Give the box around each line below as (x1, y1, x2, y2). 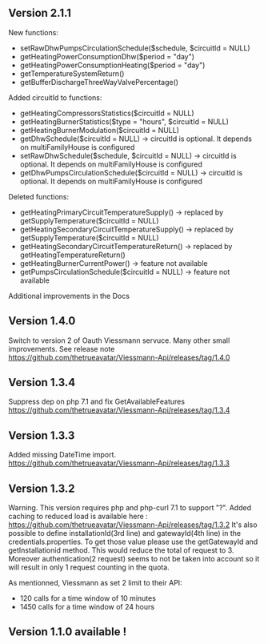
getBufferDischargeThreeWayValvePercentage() (19, 77, 178, 87)
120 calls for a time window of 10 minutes (19, 594, 156, 603)
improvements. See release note (8, 344, 115, 353)
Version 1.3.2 (8, 481, 75, 495)
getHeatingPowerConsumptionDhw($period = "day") (19, 51, 194, 61)
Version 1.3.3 (8, 429, 75, 442)
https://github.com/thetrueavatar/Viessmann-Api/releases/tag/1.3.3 (8, 458, 230, 468)
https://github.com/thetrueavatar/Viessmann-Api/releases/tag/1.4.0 (8, 352, 230, 362)
